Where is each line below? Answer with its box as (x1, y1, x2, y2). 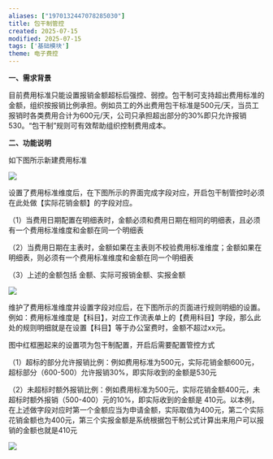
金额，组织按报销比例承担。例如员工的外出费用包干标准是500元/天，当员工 (8, 101, 260, 110)
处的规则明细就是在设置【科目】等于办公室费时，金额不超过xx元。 (8, 323, 230, 332)
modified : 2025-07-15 (8, 34, 82, 43)
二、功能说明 (8, 138, 51, 147)
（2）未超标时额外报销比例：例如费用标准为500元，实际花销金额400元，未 (8, 385, 261, 394)
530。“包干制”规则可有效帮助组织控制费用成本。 (8, 121, 171, 130)
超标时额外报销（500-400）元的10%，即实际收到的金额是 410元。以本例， (8, 395, 259, 405)
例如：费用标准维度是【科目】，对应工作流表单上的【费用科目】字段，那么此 (8, 313, 262, 322)
